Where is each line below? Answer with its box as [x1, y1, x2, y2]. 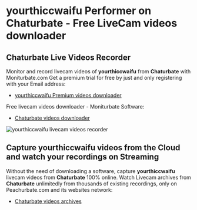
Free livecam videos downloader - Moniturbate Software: [6, 103, 145, 110]
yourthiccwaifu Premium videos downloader [14, 92, 122, 99]
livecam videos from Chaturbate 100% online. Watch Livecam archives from [6, 174, 191, 181]
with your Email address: [6, 80, 66, 87]
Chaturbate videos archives [14, 198, 82, 205]
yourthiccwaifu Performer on [6, 4, 152, 18]
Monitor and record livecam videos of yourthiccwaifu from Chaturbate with [6, 68, 191, 74]
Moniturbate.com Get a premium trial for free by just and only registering [6, 74, 182, 81]
